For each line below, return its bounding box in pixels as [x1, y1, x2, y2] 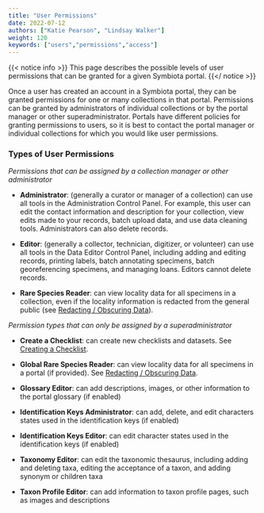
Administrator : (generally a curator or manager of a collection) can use [19, 190, 254, 200]
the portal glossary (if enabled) [19, 392, 121, 401]
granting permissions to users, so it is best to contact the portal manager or [8, 121, 255, 130]
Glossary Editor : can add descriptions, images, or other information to [19, 384, 250, 393]
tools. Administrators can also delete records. [19, 224, 169, 234]
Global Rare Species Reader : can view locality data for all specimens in [19, 360, 254, 369]
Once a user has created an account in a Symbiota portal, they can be [8, 86, 237, 96]
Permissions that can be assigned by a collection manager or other [8, 167, 229, 176]
